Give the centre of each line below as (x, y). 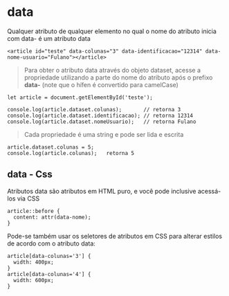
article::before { (34, 211)
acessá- (209, 191)
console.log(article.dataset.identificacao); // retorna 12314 (100, 115)
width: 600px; (34, 280)
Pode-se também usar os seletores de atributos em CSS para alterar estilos (115, 236)
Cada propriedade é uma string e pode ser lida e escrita (104, 134)
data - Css (30, 175)
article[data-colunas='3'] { (49, 256)
